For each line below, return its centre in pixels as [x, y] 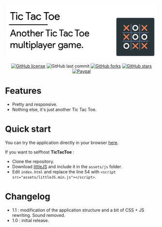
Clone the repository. [33, 161]
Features [23, 91]
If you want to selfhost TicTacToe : [40, 152]
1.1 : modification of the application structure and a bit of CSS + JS [78, 210]
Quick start [28, 129]
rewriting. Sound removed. [39, 215]
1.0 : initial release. [31, 220]
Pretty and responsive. [35, 104]
